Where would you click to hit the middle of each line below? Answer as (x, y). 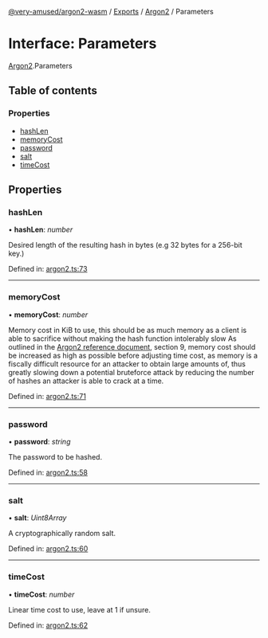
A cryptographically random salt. (62, 534)
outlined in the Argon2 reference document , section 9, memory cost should (132, 346)
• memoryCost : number (48, 315)
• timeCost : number (41, 594)
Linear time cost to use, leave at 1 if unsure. (80, 609)
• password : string (39, 441)
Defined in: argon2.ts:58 (48, 472)
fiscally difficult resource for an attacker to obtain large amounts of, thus (127, 364)
